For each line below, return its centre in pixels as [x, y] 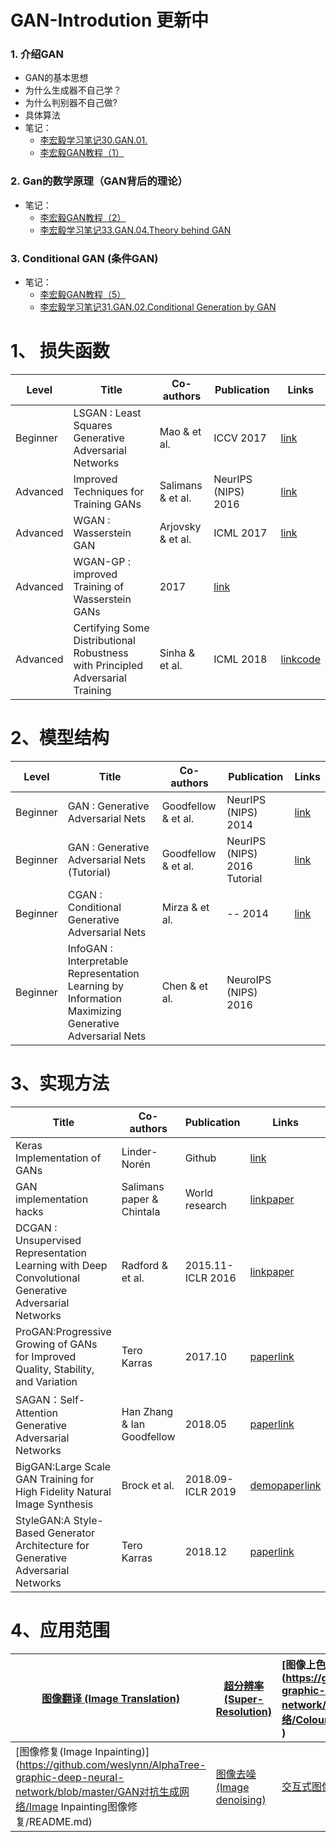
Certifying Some [111, 628]
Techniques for [109, 492]
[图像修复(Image [54, 1751]
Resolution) [243, 1711]
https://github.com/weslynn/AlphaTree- [113, 1764]
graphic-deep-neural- [70, 1777]
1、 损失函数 [60, 351]
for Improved [46, 1356]
